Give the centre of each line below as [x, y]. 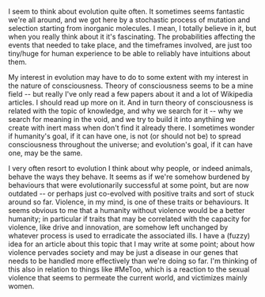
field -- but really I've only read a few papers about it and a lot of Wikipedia [131, 94]
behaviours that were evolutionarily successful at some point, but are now [129, 185]
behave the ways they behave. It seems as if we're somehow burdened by [129, 177]
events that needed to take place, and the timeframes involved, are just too [130, 45]
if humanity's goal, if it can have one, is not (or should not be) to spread [125, 136]
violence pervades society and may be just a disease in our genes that [123, 252]
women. [21, 286]
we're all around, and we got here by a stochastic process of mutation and [129, 20]
